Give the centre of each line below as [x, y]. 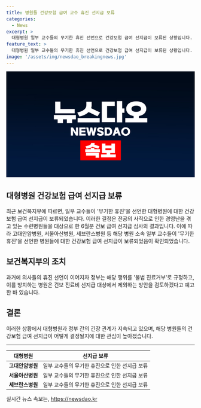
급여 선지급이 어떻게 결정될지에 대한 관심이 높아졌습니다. [88, 336]
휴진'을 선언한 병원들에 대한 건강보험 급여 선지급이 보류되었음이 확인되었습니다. [98, 241]
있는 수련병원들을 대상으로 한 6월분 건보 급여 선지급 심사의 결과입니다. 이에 [99, 226]
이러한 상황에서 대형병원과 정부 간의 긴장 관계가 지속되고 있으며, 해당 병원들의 [96, 328]
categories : [21, 19]
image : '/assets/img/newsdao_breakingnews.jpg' [67, 57]
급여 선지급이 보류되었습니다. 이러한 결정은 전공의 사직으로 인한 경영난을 [101, 219]
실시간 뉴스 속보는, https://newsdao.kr [52, 399]
